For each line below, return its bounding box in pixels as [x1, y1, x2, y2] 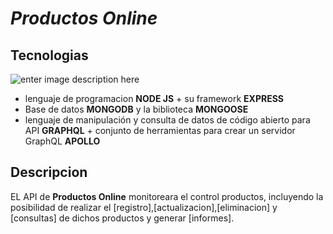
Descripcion [10, 164, 88, 181]
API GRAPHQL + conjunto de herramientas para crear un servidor [24, 125, 296, 136]
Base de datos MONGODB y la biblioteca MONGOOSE [24, 103, 249, 115]
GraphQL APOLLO [24, 135, 101, 147]
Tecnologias [10, 47, 89, 64]
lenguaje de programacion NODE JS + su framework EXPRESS [24, 93, 285, 104]
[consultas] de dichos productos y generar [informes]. [10, 212, 235, 224]
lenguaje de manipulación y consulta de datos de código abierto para [24, 114, 311, 126]
